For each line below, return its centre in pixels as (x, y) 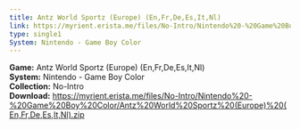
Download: (30, 96)
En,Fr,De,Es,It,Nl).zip (47, 115)
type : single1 (36, 34)
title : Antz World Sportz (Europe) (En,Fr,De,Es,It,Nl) (115, 17)
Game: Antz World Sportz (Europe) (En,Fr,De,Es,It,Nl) (107, 68)
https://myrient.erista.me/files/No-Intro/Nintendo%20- (152, 96)
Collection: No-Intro (47, 86)
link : (19, 26)
